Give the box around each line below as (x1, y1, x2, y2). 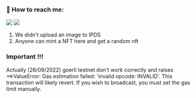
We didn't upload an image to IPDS (14, 31, 101, 38)
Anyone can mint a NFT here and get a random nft (14, 38, 139, 45)
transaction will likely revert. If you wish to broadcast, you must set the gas (6, 79, 191, 86)
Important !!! (6, 53, 44, 61)
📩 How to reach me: (6, 5, 64, 14)
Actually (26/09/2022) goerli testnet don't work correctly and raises (6, 66, 174, 73)
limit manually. (6, 85, 42, 92)
